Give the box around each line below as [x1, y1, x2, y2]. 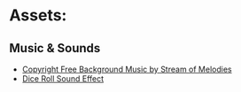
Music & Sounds [9, 41, 101, 56]
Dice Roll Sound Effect [21, 73, 105, 84]
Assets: [9, 5, 67, 26]
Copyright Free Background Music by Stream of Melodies [21, 64, 232, 74]
